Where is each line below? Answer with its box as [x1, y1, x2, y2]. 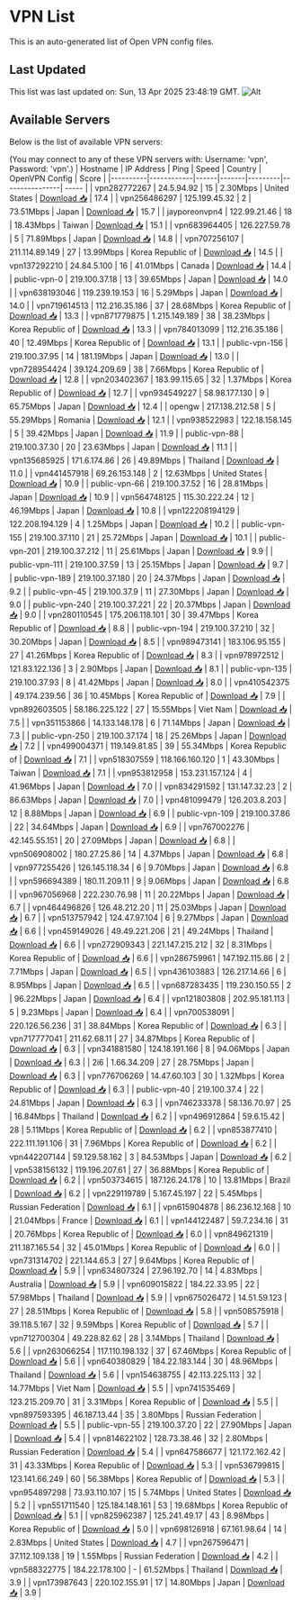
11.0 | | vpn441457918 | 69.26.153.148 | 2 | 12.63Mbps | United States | [9, 468, 268, 478]
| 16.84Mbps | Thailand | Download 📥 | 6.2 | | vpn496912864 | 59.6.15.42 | [9, 1111, 286, 1121]
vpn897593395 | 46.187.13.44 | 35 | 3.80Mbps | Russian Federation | [9, 1409, 262, 1420]
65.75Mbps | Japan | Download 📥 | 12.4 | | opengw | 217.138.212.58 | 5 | [9, 401, 276, 412]
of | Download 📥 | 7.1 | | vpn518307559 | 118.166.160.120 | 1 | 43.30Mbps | [9, 754, 280, 765]
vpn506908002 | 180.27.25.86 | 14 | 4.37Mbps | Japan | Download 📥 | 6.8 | [9, 849, 289, 859]
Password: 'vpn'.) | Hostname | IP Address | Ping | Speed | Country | [9, 163, 262, 174]
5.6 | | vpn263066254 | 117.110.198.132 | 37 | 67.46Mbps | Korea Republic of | [9, 1345, 292, 1357]
